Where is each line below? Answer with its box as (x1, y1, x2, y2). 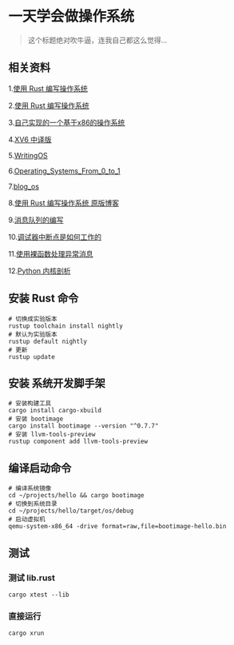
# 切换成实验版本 (8, 315, 58, 323)
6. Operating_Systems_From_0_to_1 (8, 165, 121, 176)
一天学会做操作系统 (8, 7, 135, 26)
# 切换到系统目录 (8, 500, 58, 508)
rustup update (8, 352, 56, 360)
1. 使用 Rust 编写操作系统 (8, 83, 88, 93)
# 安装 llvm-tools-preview (8, 431, 96, 439)
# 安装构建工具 (8, 400, 52, 408)
